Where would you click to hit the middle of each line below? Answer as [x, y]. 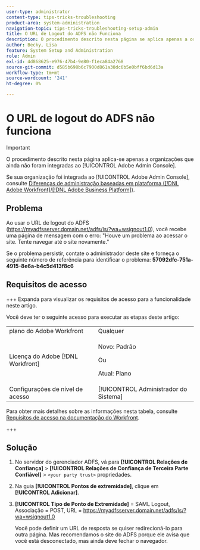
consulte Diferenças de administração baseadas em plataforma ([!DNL [93, 183]
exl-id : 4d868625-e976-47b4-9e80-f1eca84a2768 [65, 61]
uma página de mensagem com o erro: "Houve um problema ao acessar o [97, 235]
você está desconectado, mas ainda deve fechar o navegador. [91, 541]
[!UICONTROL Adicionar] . [47, 493]
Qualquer [111, 331]
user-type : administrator [38, 12]
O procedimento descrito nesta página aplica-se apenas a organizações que [100, 159]
